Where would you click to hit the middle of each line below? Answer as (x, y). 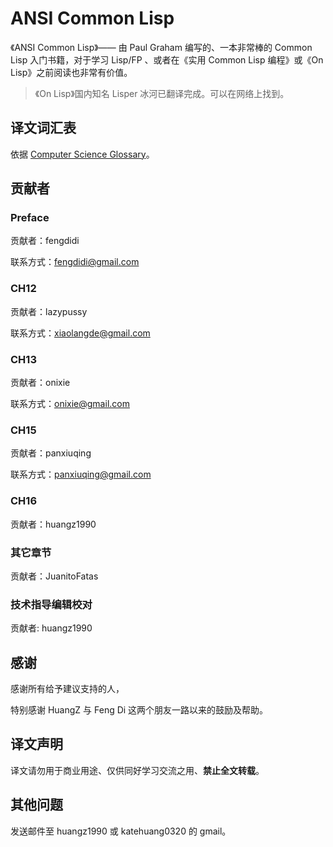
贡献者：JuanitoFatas (54, 576)
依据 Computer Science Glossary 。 (82, 154)
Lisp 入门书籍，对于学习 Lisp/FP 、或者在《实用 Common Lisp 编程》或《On (167, 59)
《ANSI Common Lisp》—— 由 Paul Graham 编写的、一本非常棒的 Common (161, 47)
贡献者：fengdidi (45, 241)
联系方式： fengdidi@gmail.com (75, 262)
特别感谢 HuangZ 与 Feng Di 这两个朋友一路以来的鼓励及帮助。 (139, 710)
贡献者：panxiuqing (51, 453)
